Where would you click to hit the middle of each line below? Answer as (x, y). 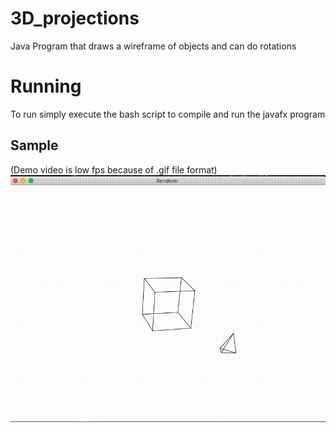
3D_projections (75, 18)
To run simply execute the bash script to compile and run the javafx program (168, 114)
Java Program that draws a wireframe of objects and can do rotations (153, 46)
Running (46, 86)
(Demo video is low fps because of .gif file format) (114, 169)
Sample (34, 145)
